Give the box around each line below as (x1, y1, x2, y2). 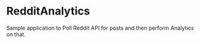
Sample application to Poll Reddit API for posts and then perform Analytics (6, 24, 194, 31)
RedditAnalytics (6, 4, 90, 18)
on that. (6, 30, 26, 38)
